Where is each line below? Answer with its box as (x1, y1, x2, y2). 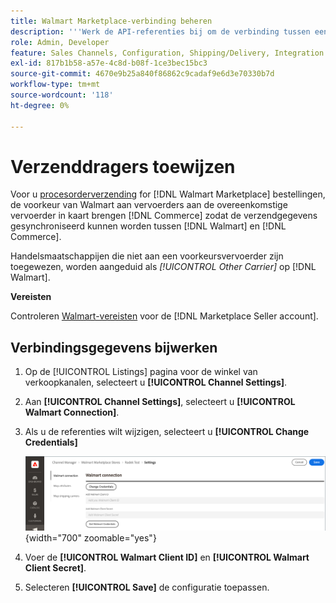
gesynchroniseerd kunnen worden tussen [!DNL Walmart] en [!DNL (10, 220, 287, 232)
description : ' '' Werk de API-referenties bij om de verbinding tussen (10, 26, 311, 37)
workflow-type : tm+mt (10, 80, 101, 90)
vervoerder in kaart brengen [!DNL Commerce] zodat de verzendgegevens (10, 210, 318, 222)
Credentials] (24, 436, 78, 449)
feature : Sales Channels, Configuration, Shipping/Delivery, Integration (10, 48, 325, 58)
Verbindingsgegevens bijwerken (10, 339, 218, 356)
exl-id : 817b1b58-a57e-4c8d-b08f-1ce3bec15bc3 (10, 58, 208, 69)
